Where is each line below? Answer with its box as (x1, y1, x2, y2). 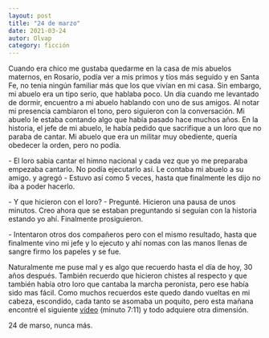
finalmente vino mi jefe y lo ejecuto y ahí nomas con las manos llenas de (8, 238, 247, 248)
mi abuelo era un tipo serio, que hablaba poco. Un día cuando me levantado (8, 89, 259, 99)
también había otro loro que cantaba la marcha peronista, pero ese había (8, 279, 249, 289)
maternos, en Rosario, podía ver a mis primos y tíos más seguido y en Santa (8, 72, 259, 82)
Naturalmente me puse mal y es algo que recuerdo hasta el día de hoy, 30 (8, 263, 253, 272)
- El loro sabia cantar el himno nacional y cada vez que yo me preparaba (8, 156, 248, 165)
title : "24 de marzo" (8, 19, 81, 27)
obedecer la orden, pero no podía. (8, 140, 122, 150)
